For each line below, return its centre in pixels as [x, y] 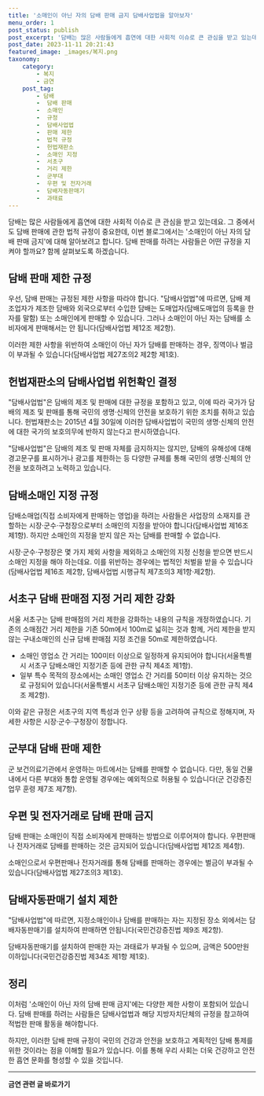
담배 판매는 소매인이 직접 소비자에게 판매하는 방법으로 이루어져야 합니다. [118, 836]
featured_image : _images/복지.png [63, 52]
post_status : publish [44, 30]
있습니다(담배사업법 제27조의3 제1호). [66, 873]
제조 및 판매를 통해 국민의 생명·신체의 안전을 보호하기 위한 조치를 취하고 [132, 412]
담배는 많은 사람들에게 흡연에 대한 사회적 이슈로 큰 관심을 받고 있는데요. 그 [121, 222]
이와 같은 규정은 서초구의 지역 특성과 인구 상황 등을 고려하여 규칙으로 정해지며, [128, 712]
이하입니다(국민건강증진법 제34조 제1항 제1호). [79, 957]
